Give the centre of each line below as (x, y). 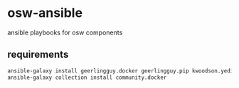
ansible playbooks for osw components (65, 32)
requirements (38, 55)
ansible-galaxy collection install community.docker (87, 77)
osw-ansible (45, 13)
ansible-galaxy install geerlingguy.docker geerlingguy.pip (99, 71)
